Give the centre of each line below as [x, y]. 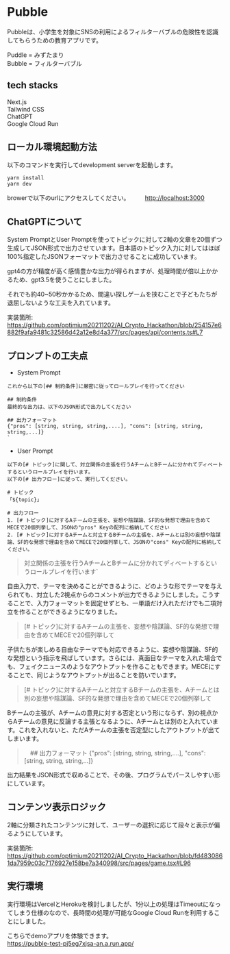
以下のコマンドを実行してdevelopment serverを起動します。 [92, 164]
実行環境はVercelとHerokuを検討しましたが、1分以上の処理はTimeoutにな [111, 904]
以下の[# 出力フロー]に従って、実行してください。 [69, 479]
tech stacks [33, 85]
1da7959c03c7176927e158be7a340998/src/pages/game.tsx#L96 [99, 863]
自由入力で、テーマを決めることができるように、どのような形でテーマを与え [115, 586]
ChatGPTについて [45, 222]
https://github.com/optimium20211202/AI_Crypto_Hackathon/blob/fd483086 [115, 855]
